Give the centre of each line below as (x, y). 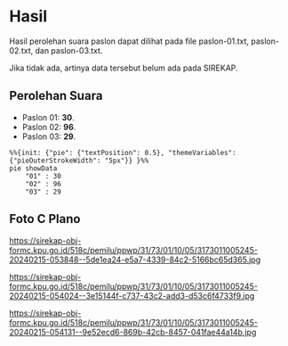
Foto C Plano (45, 219)
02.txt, (21, 50)
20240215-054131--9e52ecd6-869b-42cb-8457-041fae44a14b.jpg (133, 332)
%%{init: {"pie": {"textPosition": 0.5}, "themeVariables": (123, 152)
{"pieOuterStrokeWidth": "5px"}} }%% (79, 161)
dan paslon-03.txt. (69, 50)
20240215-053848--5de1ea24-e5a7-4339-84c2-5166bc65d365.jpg (135, 259)
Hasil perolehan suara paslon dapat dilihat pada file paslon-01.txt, (129, 41)
